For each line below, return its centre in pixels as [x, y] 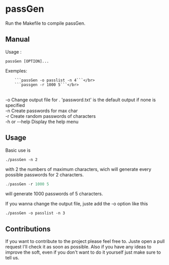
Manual [17, 39]
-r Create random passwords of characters [51, 116]
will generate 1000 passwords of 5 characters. [54, 194]
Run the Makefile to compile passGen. [45, 23]
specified [15, 105]
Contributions [28, 229]
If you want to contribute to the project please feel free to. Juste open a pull [85, 241]
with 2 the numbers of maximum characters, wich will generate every [78, 169]
